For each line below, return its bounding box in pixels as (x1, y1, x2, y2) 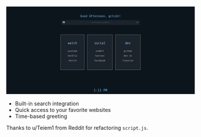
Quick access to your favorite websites (14, 107, 111, 114)
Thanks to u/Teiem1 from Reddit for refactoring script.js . (6, 124, 148, 132)
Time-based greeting (14, 113, 68, 120)
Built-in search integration (14, 100, 79, 107)
